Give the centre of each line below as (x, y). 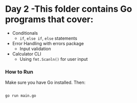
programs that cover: (49, 19)
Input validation (35, 49)
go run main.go (21, 96)
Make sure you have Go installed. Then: (45, 82)
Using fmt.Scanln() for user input (53, 59)
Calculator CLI (27, 54)
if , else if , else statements (48, 38)
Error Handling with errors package (48, 43)
